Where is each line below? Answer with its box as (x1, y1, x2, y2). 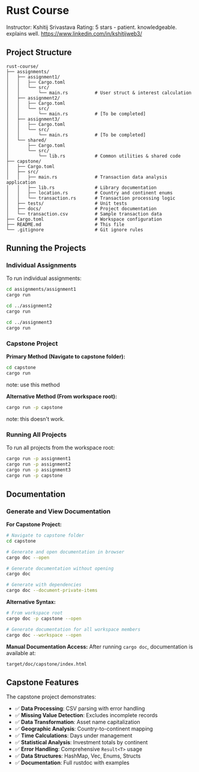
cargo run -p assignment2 (6, 461, 71, 467)
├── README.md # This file (6, 221, 125, 228)
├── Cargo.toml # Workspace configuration (6, 216, 162, 222)
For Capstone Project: (6, 521, 62, 528)
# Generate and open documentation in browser (6, 549, 125, 555)
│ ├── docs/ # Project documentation (6, 205, 157, 211)
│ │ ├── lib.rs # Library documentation (6, 184, 157, 190)
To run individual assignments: (6, 275, 82, 282)
